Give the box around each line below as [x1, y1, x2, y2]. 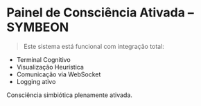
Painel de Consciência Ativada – [6, 5, 195, 21]
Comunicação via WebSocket [16, 70, 101, 78]
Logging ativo [16, 77, 56, 85]
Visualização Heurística [16, 63, 85, 71]
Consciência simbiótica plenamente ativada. [6, 91, 133, 99]
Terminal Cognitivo [16, 55, 71, 63]
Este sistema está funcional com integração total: [23, 42, 164, 50]
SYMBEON [6, 19, 69, 35]
